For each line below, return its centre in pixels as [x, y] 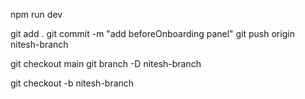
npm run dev [36, 14]
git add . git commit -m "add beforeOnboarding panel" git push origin [152, 33]
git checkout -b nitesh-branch [72, 83]
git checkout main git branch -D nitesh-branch [106, 63]
